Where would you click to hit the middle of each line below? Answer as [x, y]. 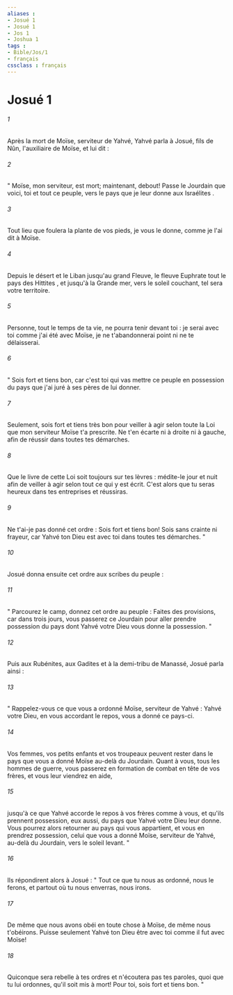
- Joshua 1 [23, 40]
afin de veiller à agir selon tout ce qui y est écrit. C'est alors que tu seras [111, 485]
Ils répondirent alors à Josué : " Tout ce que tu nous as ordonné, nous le [111, 880]
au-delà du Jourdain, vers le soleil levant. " [69, 843]
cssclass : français [37, 65]
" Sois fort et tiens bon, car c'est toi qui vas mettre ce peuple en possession [116, 380]
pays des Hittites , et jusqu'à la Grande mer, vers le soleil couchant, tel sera [115, 283]
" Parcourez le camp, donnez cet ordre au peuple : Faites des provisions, [112, 612]
